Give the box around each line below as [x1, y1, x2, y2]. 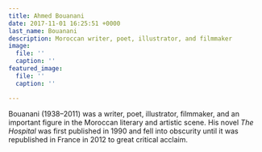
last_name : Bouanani [8, 27, 78, 35]
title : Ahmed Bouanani [8, 11, 85, 20]
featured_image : [8, 65, 63, 73]
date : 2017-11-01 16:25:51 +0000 [8, 19, 121, 27]
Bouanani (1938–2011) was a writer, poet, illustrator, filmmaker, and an [8, 108, 240, 118]
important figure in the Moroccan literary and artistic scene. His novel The [8, 117, 254, 127]
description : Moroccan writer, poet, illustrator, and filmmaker [8, 34, 232, 43]
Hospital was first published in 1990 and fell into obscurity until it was [8, 126, 239, 136]
